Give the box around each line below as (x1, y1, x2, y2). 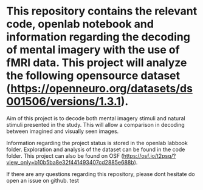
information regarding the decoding (6, 30, 190, 44)
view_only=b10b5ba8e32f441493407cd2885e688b (6, 158, 135, 166)
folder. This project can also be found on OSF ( (6, 152, 123, 159)
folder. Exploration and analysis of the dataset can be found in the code (6, 146, 185, 153)
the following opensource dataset (6, 69, 181, 83)
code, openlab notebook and (6, 17, 154, 31)
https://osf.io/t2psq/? (123, 152, 176, 159)
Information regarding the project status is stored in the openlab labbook (6, 139, 188, 146)
